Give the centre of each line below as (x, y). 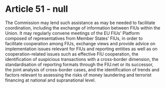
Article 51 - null (36, 9)
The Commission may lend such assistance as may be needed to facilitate (80, 23)
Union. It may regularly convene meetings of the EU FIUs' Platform (72, 33)
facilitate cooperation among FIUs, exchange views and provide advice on (80, 43)
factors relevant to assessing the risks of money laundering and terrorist (78, 75)
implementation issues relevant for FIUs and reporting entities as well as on (81, 49)
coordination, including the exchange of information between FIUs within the (83, 28)
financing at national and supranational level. (50, 80)
